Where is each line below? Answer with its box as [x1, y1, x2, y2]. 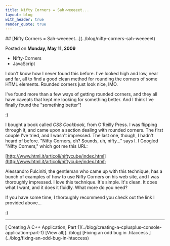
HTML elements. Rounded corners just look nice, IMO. [5, 81, 118, 87]
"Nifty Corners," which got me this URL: [5, 143, 88, 149]
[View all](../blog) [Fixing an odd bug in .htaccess [45, 230, 148, 236]
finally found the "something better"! [5, 102, 82, 108]
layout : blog [5, 12, 33, 17]
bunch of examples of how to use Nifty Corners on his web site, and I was [5, 174, 159, 180]
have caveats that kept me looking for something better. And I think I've [5, 97, 154, 103]
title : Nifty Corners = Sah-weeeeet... [5, 7, 90, 13]
